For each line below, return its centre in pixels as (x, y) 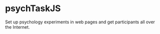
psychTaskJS (33, 8)
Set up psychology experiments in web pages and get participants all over (80, 22)
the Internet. (18, 27)
